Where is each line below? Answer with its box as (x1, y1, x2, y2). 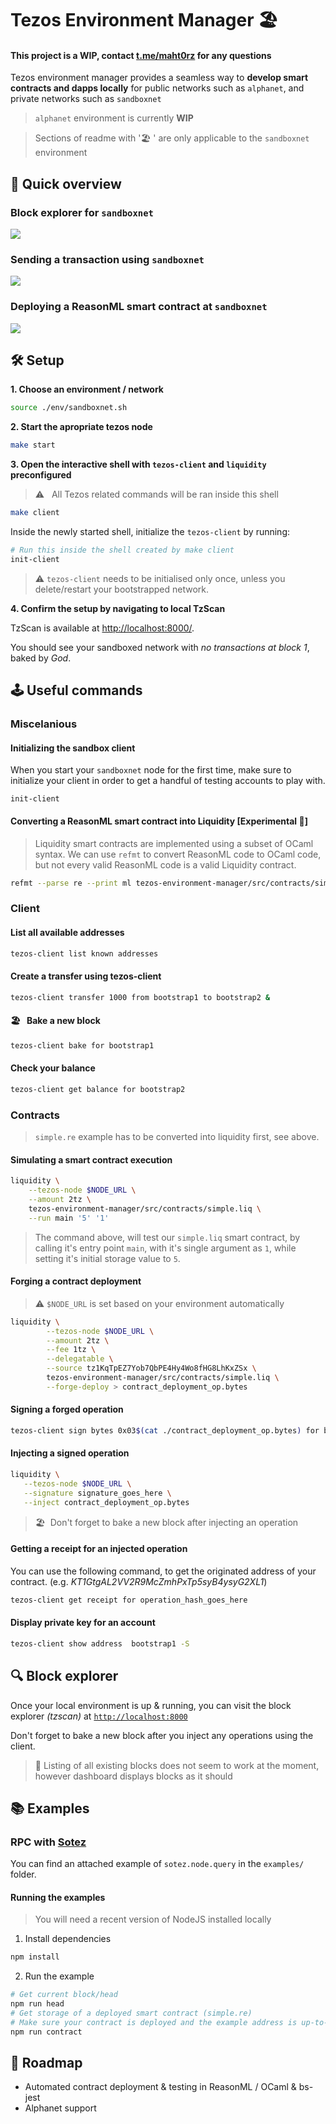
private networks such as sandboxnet (10, 93, 162, 105)
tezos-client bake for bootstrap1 (10, 1040, 155, 1051)
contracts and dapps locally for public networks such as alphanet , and (10, 82, 305, 94)
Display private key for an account (10, 1617, 156, 1629)
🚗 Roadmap (10, 2055, 83, 2072)
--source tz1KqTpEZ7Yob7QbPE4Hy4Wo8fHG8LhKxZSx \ (46, 1363, 257, 1374)
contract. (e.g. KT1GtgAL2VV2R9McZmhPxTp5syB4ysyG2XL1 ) (10, 1575, 268, 1587)
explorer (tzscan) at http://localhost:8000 (10, 1710, 188, 1722)
